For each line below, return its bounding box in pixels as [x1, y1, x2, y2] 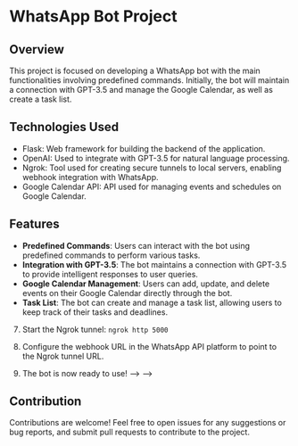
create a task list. [9, 94, 72, 104]
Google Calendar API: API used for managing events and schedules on [21, 181, 282, 192]
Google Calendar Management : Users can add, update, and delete [21, 278, 270, 289]
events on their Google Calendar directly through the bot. [21, 287, 233, 298]
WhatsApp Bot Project [9, 6, 178, 27]
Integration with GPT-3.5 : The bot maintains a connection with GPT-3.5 [21, 259, 287, 269]
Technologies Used [9, 120, 119, 135]
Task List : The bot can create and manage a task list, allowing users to [21, 297, 283, 308]
